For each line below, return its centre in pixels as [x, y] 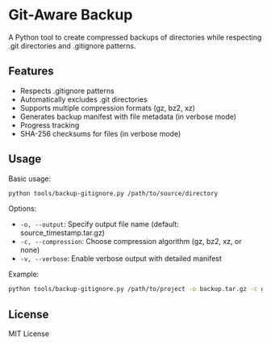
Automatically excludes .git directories [83, 99]
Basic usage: [30, 179]
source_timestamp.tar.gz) [62, 233]
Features [31, 72]
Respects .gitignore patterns [67, 90]
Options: [23, 208]
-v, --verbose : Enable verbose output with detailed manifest [121, 259]
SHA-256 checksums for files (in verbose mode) [100, 133]
